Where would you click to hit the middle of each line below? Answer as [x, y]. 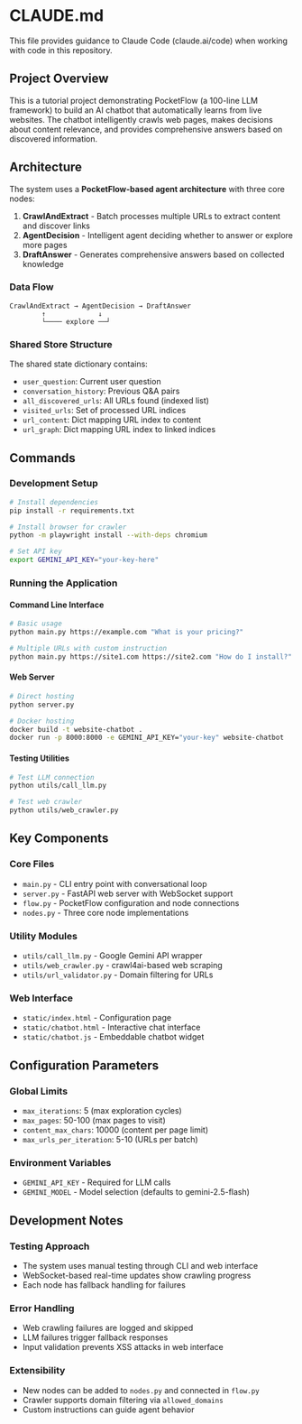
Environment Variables [60, 1162]
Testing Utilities [40, 758]
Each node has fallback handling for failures [104, 1285]
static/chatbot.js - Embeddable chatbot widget [113, 1037]
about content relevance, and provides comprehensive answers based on [146, 129]
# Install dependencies [54, 502]
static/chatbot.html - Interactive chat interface [111, 1027]
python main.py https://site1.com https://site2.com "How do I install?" [151, 657]
